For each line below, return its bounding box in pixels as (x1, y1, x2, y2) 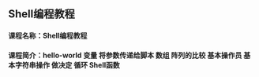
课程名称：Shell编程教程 (8, 31, 88, 40)
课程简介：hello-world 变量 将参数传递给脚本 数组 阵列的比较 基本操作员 (8, 50, 242, 60)
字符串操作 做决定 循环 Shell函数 (14, 60, 120, 69)
